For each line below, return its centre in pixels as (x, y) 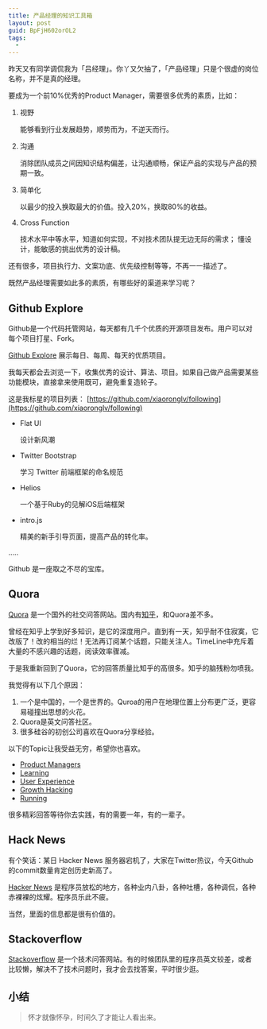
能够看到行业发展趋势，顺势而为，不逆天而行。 (96, 130)
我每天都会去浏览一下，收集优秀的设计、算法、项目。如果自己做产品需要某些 (133, 372)
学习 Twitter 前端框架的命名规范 (72, 472)
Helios (30, 487)
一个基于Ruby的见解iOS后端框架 (72, 504)
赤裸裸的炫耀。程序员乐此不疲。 (60, 897)
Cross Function (44, 222)
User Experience (47, 781)
